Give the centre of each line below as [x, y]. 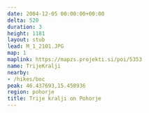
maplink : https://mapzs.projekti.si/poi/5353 [74, 60]
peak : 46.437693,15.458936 [47, 86]
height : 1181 [26, 33]
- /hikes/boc [26, 79]
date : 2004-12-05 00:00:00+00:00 [56, 14]
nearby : [19, 72]
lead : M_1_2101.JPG [36, 46]
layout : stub [26, 40]
